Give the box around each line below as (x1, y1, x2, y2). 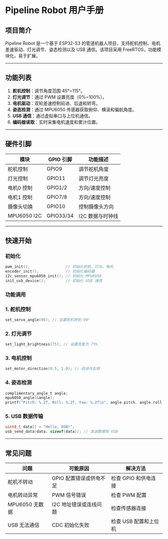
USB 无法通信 (7, 521, 39, 528)
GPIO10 (46, 203, 66, 210)
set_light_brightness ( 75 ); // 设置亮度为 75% (5, 342, 98, 347)
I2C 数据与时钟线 (78, 212, 118, 219)
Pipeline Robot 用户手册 (5, 5, 104, 16)
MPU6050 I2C (7, 212, 42, 219)
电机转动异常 (7, 491, 38, 498)
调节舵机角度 (78, 166, 109, 173)
